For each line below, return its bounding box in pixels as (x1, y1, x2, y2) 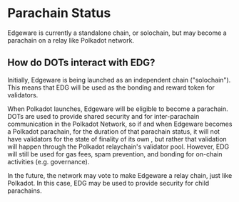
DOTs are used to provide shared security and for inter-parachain (7, 112, 200, 120)
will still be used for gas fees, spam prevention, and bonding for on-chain (7, 149, 223, 158)
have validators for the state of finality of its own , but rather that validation (7, 134, 227, 143)
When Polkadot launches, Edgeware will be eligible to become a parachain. (7, 105, 228, 113)
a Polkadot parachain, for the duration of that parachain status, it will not (7, 127, 220, 136)
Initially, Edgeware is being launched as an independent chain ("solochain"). (7, 75, 231, 84)
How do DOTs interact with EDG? (7, 57, 156, 69)
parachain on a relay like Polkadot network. (7, 36, 134, 44)
